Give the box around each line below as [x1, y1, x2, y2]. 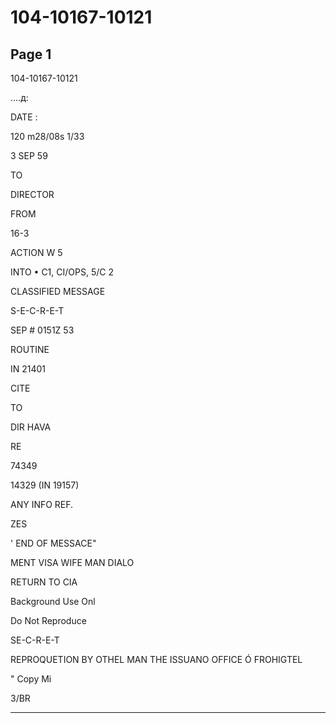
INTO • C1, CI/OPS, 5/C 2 [10, 266, 114, 278]
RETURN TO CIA [10, 576, 78, 588]
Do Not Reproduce [10, 615, 87, 626]
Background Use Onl [10, 596, 96, 607]
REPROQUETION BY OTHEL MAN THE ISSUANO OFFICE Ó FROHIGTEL [10, 654, 303, 665]
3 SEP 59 [10, 150, 48, 161]
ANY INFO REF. [10, 499, 74, 510]
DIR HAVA [10, 421, 52, 433]
